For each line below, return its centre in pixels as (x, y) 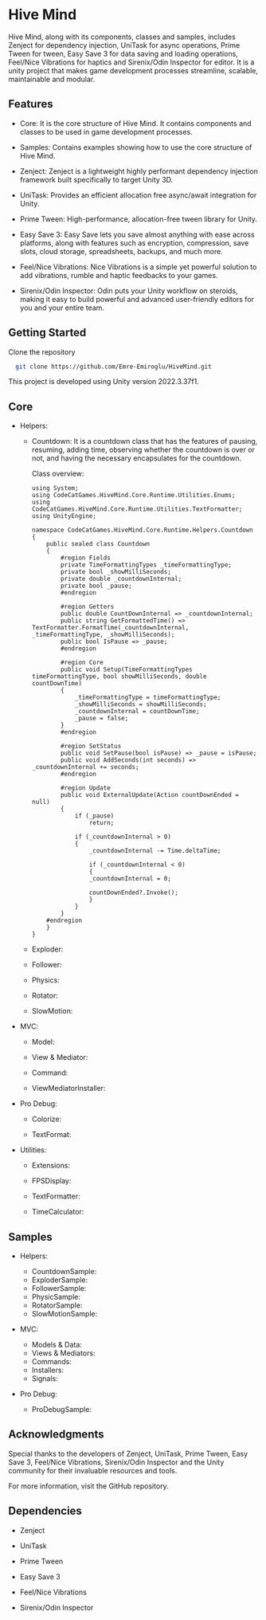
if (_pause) (94, 816)
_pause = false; (102, 719)
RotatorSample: (57, 1305)
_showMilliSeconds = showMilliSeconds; (141, 704)
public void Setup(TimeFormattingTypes (126, 670)
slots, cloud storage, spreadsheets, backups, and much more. (121, 251)
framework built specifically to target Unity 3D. (96, 179)
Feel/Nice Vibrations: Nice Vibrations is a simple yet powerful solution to (138, 267)
